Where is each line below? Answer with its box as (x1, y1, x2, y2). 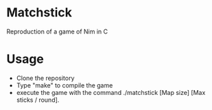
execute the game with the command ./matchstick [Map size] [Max (16, 88, 206, 96)
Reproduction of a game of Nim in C (6, 27, 108, 36)
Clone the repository (16, 74, 75, 82)
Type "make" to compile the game (16, 81, 113, 90)
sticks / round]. (16, 96, 60, 104)
